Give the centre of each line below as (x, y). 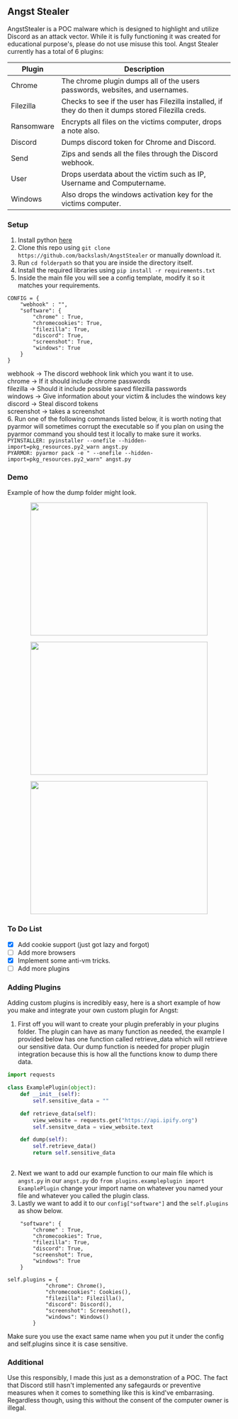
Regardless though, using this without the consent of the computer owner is (118, 1401)
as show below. (40, 1210)
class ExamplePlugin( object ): (52, 1088)
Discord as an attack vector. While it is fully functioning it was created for (114, 36)
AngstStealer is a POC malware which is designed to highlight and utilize (113, 28)
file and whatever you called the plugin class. (84, 1195)
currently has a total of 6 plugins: (56, 51)
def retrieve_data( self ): (58, 1114)
